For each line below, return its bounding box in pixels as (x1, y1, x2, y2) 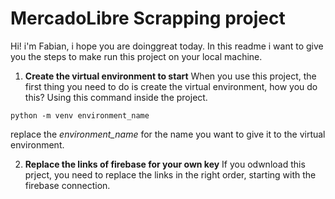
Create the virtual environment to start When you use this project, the (24, 70, 317, 82)
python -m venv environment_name (10, 110, 150, 121)
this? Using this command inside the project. (24, 91, 208, 103)
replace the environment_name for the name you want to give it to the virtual (10, 128, 326, 140)
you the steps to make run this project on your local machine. (10, 50, 263, 62)
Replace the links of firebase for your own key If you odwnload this (24, 158, 306, 170)
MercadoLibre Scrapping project (10, 7, 286, 30)
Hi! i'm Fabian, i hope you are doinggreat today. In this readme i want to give (10, 40, 324, 52)
